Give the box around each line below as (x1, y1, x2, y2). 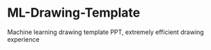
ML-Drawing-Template (7, 5, 141, 21)
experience (7, 35, 40, 43)
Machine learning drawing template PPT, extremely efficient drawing (7, 28, 204, 36)
